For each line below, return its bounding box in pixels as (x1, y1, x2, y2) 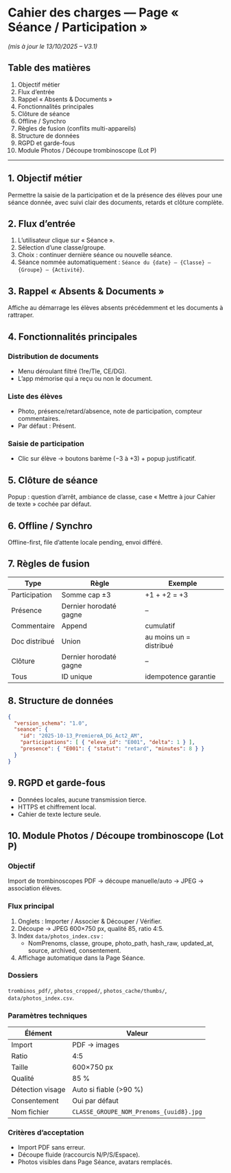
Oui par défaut (72, 1096, 119, 1106)
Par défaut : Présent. (17, 421, 76, 430)
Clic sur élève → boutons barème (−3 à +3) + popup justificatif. (17, 454, 196, 463)
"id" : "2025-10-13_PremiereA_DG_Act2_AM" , (20, 732, 143, 740)
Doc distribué (11, 636, 55, 646)
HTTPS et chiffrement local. (17, 802, 97, 811)
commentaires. (17, 415, 60, 423)
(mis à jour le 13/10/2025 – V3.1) (8, 42, 98, 50)
